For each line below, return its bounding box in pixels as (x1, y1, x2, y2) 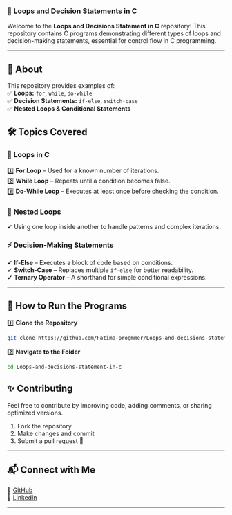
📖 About (7, 63, 43, 75)
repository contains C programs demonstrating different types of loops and (7, 29, 221, 37)
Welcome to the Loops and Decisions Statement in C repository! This (7, 22, 206, 30)
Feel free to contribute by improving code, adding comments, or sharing (7, 401, 212, 409)
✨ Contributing (7, 383, 73, 395)
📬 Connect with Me (7, 464, 95, 476)
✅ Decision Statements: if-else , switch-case (7, 97, 138, 105)
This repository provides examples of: (7, 82, 115, 90)
